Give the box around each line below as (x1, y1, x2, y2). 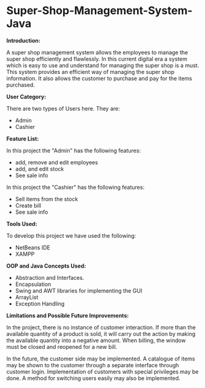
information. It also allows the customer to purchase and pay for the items (6, 75, 193, 82)
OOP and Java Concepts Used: (6, 262, 86, 269)
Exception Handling (15, 300, 65, 307)
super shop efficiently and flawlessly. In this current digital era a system (6, 55, 188, 62)
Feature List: (6, 135, 39, 142)
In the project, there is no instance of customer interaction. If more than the (6, 323, 196, 331)
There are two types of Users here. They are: (6, 104, 121, 112)
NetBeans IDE (15, 244, 51, 251)
